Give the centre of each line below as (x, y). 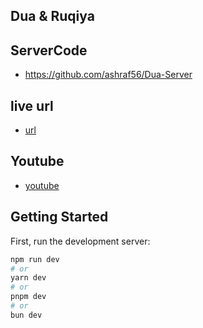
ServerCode (49, 50)
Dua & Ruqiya (52, 16)
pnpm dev (28, 297)
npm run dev (35, 259)
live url (32, 105)
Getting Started (59, 217)
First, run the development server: (80, 241)
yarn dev (28, 278)
